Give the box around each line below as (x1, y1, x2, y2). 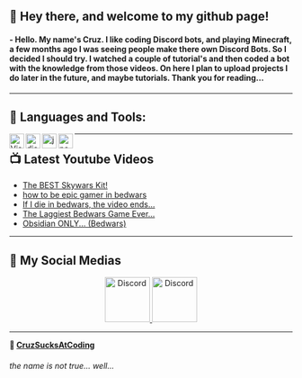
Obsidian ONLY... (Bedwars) (22, 218, 127, 229)
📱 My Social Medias (9, 253, 121, 268)
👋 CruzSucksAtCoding (9, 339, 95, 351)
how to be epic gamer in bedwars (22, 190, 147, 201)
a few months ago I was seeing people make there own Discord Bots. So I (9, 43, 287, 54)
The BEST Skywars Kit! (22, 180, 108, 191)
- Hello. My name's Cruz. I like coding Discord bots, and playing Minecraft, (9, 33, 292, 45)
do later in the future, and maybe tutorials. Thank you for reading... (9, 72, 264, 83)
